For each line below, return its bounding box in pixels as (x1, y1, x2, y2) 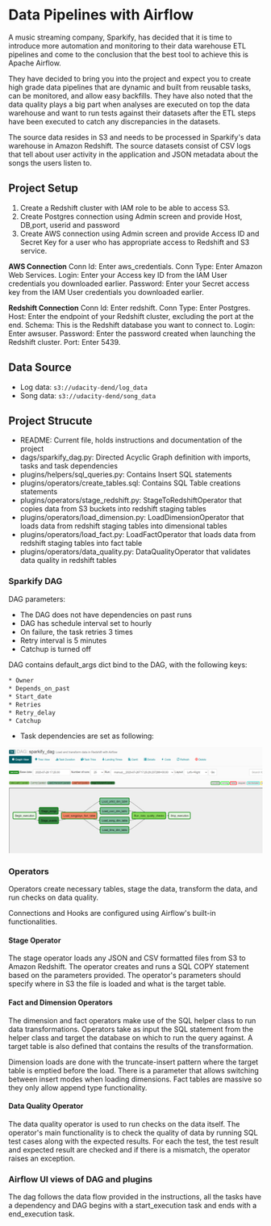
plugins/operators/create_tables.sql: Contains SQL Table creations (19, 478, 241, 488)
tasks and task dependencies (19, 461, 119, 471)
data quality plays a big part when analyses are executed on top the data (8, 99, 250, 109)
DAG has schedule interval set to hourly (19, 618, 152, 628)
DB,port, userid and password (19, 220, 120, 229)
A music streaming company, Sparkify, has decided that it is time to (8, 32, 232, 42)
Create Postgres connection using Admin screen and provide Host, (19, 212, 243, 221)
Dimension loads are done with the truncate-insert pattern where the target (8, 1056, 259, 1067)
